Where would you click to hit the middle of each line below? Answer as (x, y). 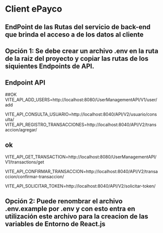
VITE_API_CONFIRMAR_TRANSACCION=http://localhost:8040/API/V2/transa (81, 171)
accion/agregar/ (21, 129)
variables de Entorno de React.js (55, 224)
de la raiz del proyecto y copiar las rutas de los (77, 59)
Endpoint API (25, 83)
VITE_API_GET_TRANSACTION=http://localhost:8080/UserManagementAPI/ (81, 157)
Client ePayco (34, 9)
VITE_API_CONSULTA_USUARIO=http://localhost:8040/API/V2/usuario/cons (81, 114)
